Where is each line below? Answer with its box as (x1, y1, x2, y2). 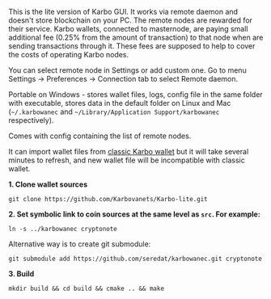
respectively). (8, 116, 54, 124)
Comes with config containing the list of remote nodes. (8, 131, 192, 141)
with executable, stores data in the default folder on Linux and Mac (8, 99, 231, 107)
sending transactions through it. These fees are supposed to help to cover (8, 41, 256, 51)
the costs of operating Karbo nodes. (8, 50, 129, 59)
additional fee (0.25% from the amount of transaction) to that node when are (8, 32, 264, 42)
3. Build (8, 269, 35, 278)
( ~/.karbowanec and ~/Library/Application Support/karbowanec (8, 107, 220, 116)
